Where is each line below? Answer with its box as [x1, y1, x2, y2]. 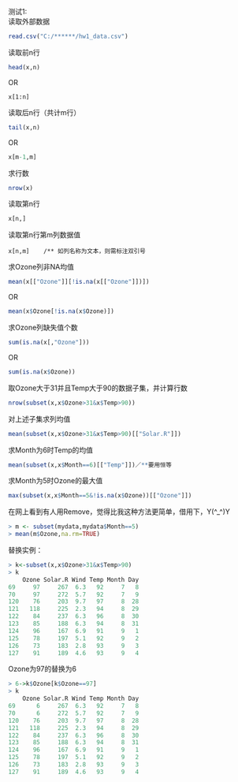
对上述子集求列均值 [8, 414, 71, 423]
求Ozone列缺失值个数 [8, 322, 79, 332]
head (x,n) [8, 63, 41, 71]
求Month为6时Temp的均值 [8, 445, 93, 455]
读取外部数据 [8, 17, 50, 26]
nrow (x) [8, 184, 34, 192]
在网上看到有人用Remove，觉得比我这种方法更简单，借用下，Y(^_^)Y [8, 507, 231, 516]
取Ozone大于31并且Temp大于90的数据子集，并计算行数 [8, 383, 188, 393]
